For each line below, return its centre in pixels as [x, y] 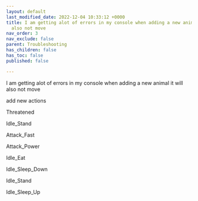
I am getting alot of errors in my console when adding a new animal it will [95, 83]
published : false [27, 61]
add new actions [26, 100]
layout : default [26, 11]
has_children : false [32, 50]
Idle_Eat [16, 157]
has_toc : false [25, 55]
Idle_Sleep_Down [27, 169]
